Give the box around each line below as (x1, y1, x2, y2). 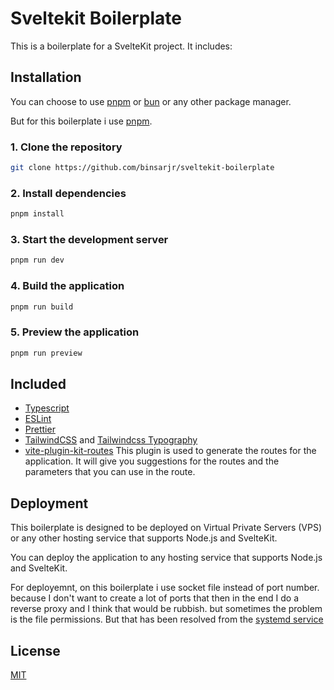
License (10, 642, 61, 659)
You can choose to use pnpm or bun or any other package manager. (10, 95, 292, 107)
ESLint (24, 413, 52, 425)
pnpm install (10, 209, 65, 219)
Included (10, 376, 67, 392)
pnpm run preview (10, 348, 83, 358)
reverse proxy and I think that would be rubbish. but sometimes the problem (10, 603, 323, 615)
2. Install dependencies (10, 186, 127, 200)
